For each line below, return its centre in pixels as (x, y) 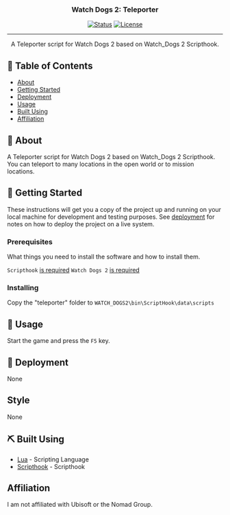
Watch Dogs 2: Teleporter (115, 10)
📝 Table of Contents (50, 65)
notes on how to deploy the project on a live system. (81, 224)
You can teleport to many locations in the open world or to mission (101, 164)
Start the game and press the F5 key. (59, 341)
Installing (23, 287)
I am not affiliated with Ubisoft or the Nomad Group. (80, 505)
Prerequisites (30, 241)
